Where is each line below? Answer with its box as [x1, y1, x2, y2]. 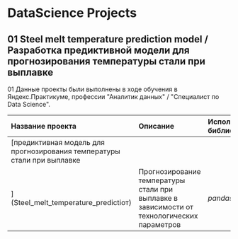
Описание [138, 122, 175, 131]
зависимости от [138, 202, 193, 211]
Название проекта [11, 122, 76, 131]
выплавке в [138, 193, 178, 203]
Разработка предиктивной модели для [7, 44, 190, 56]
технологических [138, 211, 198, 221]
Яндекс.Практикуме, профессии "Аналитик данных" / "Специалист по [7, 93, 220, 100]
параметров [138, 220, 181, 229]
